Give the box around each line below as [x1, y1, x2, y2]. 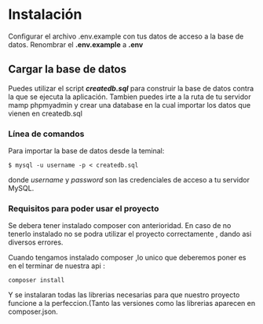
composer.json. [8, 307, 59, 316]
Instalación [8, 6, 82, 24]
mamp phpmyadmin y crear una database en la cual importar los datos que [8, 100, 251, 109]
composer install [8, 277, 65, 285]
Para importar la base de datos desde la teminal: [8, 146, 165, 156]
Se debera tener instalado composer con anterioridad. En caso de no [8, 221, 232, 230]
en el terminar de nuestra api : [8, 261, 106, 271]
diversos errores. [8, 237, 64, 247]
